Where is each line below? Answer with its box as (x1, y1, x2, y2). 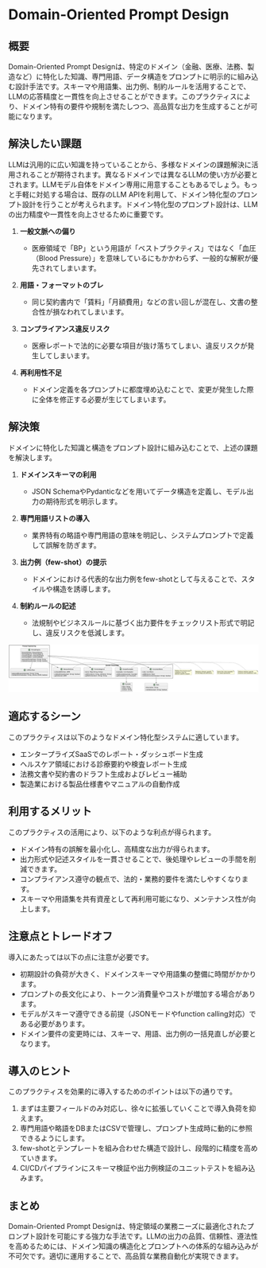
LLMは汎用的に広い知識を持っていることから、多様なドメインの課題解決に (8, 159, 252, 169)
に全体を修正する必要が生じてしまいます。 (31, 394, 171, 404)
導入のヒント (8, 1064, 71, 1078)
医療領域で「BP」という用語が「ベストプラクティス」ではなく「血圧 (31, 243, 256, 252)
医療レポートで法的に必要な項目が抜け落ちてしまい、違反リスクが (31, 341, 248, 350)
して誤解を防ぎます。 (31, 540, 101, 550)
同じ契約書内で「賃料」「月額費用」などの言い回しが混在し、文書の (31, 297, 252, 306)
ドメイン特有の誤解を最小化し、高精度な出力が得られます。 (19, 844, 214, 853)
